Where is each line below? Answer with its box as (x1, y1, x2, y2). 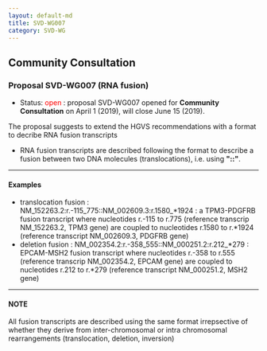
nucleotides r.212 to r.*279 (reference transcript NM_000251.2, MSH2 (19, 265, 248, 275)
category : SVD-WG (8, 26, 66, 34)
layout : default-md (8, 11, 73, 20)
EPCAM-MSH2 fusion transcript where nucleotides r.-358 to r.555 (19, 248, 236, 258)
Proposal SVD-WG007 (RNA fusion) (8, 80, 149, 91)
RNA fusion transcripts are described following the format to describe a (19, 146, 254, 155)
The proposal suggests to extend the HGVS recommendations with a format (8, 122, 257, 131)
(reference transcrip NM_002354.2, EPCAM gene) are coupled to (19, 256, 233, 267)
